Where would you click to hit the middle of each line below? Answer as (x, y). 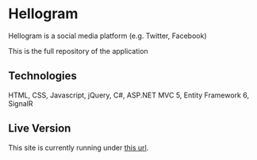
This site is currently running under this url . (79, 147)
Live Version (40, 129)
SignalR (21, 103)
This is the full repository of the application (78, 51)
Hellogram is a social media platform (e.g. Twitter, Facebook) (108, 36)
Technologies (43, 76)
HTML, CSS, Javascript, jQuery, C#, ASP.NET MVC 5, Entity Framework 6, (129, 95)
